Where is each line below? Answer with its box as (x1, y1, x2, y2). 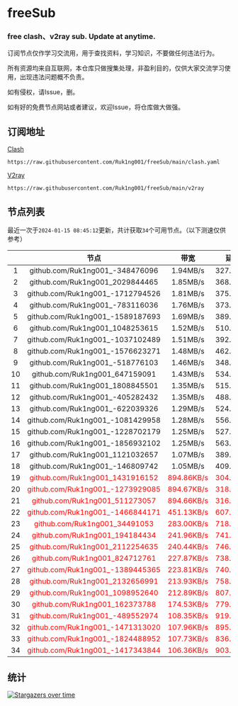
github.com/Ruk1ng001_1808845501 (29, 381, 159, 391)
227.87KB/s (167, 554, 209, 564)
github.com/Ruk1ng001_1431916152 (29, 473, 159, 483)
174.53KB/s (167, 600, 209, 610)
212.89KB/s (167, 588, 209, 598)
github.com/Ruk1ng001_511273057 (31, 496, 157, 506)
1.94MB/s (171, 266, 205, 275)
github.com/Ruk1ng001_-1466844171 (27, 508, 161, 518)
